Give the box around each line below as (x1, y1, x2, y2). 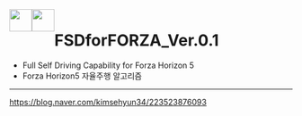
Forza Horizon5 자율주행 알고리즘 (22, 70, 142, 81)
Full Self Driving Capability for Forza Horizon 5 (22, 60, 195, 70)
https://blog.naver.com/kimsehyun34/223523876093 (9, 96, 207, 107)
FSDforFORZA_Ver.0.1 (54, 30, 219, 51)
